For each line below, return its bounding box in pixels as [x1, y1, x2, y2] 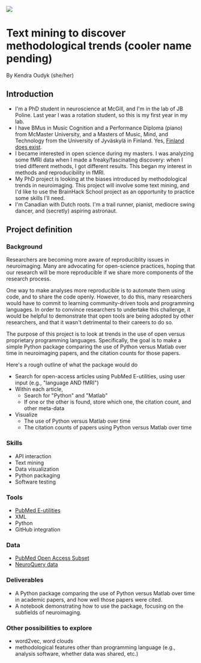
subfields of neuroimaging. [14, 608, 82, 616]
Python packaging [14, 471, 61, 479]
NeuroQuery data [14, 561, 58, 568]
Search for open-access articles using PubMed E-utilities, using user [14, 373, 185, 380]
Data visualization [14, 465, 59, 473]
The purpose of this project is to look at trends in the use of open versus [6, 330, 185, 338]
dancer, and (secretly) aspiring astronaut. [14, 207, 118, 214]
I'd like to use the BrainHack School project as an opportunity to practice [14, 188, 195, 195]
